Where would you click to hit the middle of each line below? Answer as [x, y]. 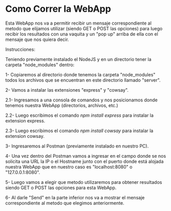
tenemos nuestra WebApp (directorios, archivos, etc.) [62, 105]
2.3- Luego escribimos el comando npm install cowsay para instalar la [79, 131]
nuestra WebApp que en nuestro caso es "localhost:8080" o [69, 166]
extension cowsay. [25, 136]
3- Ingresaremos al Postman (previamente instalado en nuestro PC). [77, 146]
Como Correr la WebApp [58, 9]
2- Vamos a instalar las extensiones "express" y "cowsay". [67, 90]
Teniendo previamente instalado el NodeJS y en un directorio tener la [79, 59]
